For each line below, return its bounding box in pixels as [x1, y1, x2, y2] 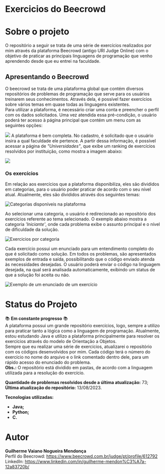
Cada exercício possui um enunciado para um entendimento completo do [5, 246, 154, 252]
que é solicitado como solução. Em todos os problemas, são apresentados [5, 251, 157, 257]
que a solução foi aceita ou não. [5, 272, 70, 278]
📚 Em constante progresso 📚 [5, 315, 68, 322]
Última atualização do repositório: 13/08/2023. [5, 385, 102, 391]
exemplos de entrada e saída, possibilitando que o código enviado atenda [5, 256, 155, 262]
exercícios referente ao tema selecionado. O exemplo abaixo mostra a [5, 216, 147, 222]
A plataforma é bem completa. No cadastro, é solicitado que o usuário [11, 132, 154, 138]
